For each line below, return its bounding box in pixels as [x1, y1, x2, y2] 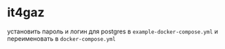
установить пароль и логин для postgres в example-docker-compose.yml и [7, 27, 219, 35]
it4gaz [7, 5, 45, 20]
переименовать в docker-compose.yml [7, 34, 116, 42]
